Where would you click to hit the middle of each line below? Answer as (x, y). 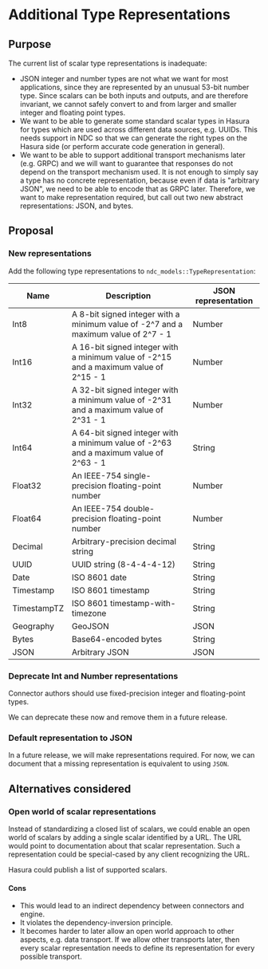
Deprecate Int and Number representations (93, 676)
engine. (32, 914)
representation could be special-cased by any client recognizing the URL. (129, 854)
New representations (50, 254)
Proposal (31, 231)
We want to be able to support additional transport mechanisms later (132, 155)
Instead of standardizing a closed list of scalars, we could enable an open (129, 829)
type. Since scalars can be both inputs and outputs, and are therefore (134, 96)
